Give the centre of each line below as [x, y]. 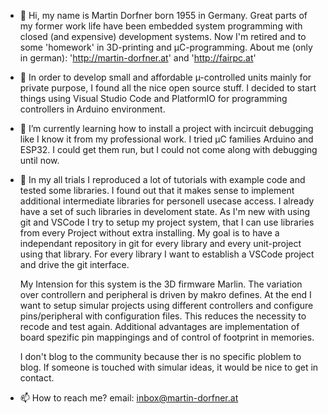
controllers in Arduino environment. [92, 109]
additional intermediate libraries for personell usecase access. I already [167, 201]
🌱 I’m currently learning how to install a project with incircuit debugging [166, 128]
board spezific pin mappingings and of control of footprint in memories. [167, 337]
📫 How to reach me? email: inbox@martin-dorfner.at [129, 398]
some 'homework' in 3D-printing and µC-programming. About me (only [166, 47]
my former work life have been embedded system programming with [161, 26]
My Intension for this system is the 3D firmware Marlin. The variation [161, 284]
